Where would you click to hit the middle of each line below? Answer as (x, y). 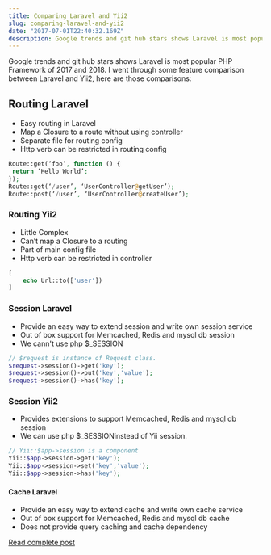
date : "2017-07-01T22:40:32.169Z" (67, 31)
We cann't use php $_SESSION (71, 343)
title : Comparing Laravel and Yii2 (68, 16)
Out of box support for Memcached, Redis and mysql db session (127, 334)
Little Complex (44, 232)
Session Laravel (40, 309)
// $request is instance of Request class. (83, 358)
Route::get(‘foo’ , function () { (65, 164)
